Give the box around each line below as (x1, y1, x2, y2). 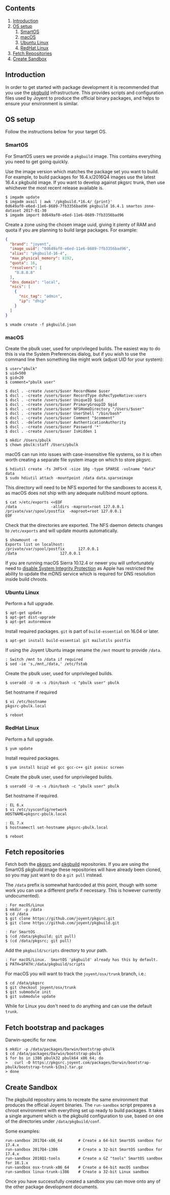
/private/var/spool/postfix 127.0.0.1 (5, 546, 99, 551)
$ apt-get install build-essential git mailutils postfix (5, 638, 131, 644)
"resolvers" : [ (10, 265, 42, 270)
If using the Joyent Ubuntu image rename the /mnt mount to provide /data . (5, 647, 162, 653)
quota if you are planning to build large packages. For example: (5, 227, 138, 233)
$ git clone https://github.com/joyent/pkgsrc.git (5, 916, 115, 922)
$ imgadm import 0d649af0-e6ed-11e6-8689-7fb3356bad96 (5, 212, 124, 218)
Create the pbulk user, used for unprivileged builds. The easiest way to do (5, 345, 160, 352)
